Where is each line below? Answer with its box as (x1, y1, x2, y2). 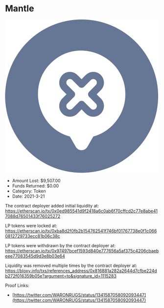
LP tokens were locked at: (5, 223, 57, 229)
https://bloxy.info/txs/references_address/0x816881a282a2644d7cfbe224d (5, 268, 158, 274)
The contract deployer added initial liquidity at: (5, 203, 99, 208)
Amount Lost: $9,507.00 (12, 178, 61, 183)
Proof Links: (5, 282, 29, 288)
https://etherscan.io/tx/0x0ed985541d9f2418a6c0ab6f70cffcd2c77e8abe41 (5, 208, 158, 214)
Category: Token (12, 188, 46, 194)
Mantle (5, 3, 34, 14)
